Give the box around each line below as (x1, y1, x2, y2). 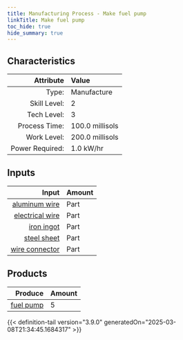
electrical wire (13, 211, 60, 220)
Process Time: (17, 121, 64, 131)
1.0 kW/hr (70, 143, 104, 153)
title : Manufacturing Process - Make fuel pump (7, 10, 147, 17)
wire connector (10, 244, 60, 253)
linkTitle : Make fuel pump (7, 17, 85, 24)
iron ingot (28, 222, 60, 231)
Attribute (34, 75, 64, 85)
